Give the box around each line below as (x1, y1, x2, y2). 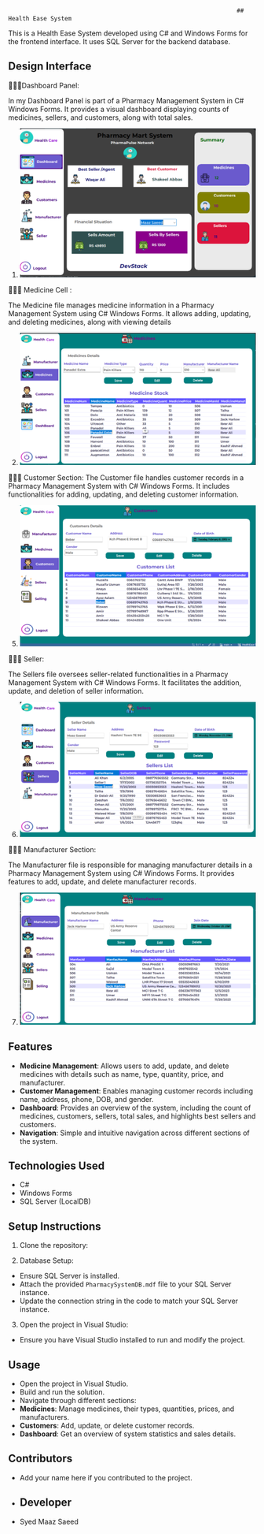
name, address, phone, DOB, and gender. (19, 1094, 154, 1104)
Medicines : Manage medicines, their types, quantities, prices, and (19, 1404, 235, 1413)
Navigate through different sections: (19, 1395, 137, 1405)
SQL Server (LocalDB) (19, 1197, 92, 1206)
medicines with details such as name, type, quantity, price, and (19, 1069, 224, 1078)
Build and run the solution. (19, 1387, 105, 1397)
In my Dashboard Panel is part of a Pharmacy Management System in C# (8, 95, 244, 105)
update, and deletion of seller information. (8, 687, 144, 696)
